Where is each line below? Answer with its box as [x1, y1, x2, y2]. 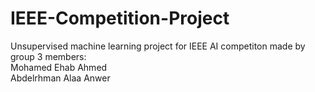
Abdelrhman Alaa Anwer [10, 72, 111, 84]
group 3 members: [10, 50, 87, 62]
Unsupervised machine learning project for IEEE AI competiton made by [10, 40, 306, 52]
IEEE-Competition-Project [10, 7, 230, 30]
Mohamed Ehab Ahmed [10, 61, 108, 73]
